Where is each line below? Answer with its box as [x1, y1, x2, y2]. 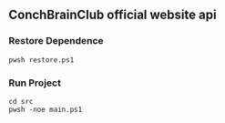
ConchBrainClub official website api [8, 7, 217, 23]
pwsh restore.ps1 [8, 55, 75, 65]
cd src [8, 97, 34, 106]
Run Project [8, 77, 61, 89]
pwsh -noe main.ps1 [8, 105, 83, 114]
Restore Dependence [8, 35, 104, 47]
